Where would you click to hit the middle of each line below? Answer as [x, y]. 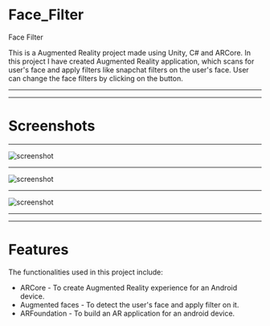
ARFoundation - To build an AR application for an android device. [127, 313]
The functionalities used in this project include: [86, 272]
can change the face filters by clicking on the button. [96, 78]
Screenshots [52, 126]
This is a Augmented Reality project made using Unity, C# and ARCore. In [130, 52]
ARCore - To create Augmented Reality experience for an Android [129, 287]
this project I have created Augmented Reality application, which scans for [131, 61]
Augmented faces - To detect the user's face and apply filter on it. [129, 304]
